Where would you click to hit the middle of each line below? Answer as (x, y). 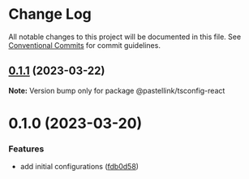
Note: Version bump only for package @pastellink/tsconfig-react (117, 90)
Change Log (50, 14)
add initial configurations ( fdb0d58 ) (79, 167)
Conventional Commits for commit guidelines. (84, 45)
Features (26, 149)
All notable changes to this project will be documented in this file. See (125, 37)
